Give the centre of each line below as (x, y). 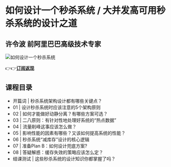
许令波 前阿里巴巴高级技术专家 (53, 44)
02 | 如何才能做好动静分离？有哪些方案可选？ (60, 114)
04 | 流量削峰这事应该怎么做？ (45, 126)
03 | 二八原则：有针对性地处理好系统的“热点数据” (65, 120)
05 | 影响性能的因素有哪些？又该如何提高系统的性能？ (69, 133)
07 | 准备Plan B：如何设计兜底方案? (50, 146)
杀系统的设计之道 (41, 23)
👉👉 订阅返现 (20, 68)
